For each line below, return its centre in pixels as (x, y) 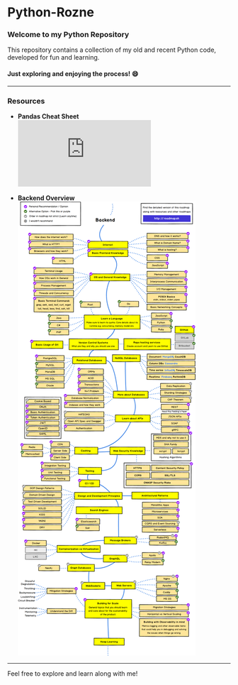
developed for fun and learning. (53, 57)
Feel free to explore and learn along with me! (73, 673)
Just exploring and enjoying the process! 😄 (73, 74)
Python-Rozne (51, 12)
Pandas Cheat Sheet (48, 116)
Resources (26, 101)
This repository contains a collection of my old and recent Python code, (112, 50)
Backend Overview (46, 198)
